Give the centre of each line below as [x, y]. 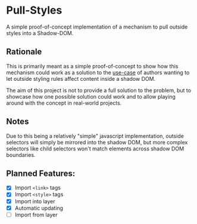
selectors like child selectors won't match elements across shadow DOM [95, 149]
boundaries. [21, 154]
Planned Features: [41, 173]
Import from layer [36, 214]
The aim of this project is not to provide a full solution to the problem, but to [99, 90]
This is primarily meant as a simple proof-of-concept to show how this [92, 66]
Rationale [24, 52]
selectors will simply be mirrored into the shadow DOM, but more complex [97, 142]
